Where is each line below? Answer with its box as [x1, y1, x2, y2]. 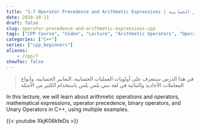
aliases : [6, 48, 28, 54]
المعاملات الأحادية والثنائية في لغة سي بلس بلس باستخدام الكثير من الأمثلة [20, 81, 185, 88]
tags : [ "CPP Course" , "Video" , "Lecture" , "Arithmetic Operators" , [6, 31, 177, 37]
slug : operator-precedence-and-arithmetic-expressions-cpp [6, 25, 156, 32]
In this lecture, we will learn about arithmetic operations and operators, [6, 93, 180, 100]
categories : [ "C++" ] [6, 36, 58, 42]
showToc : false [6, 58, 44, 64]
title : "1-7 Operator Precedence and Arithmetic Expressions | [6, 8, 167, 15]
